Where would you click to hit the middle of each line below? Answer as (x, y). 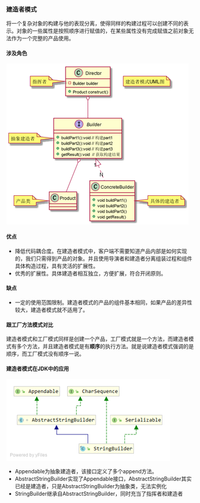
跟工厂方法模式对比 (30, 324)
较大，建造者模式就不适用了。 (51, 310)
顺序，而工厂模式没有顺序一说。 (45, 354)
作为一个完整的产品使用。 (43, 38)
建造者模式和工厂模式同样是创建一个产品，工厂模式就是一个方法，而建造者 (97, 339)
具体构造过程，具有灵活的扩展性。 (57, 265)
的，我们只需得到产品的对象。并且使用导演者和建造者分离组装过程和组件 (103, 258)
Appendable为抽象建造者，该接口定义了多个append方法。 (86, 471)
